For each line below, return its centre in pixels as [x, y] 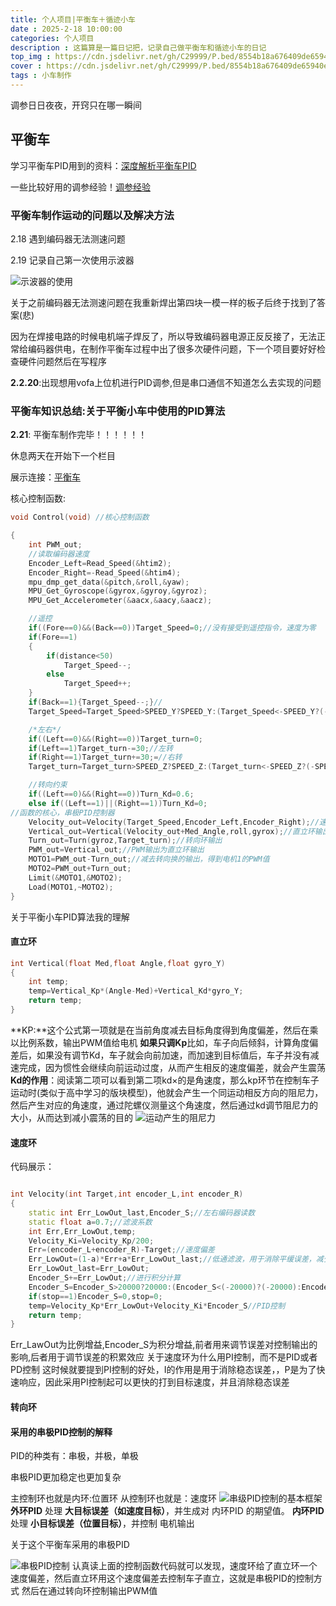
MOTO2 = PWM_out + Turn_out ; [80, 869]
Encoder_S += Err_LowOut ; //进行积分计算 [104, 1278]
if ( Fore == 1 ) [53, 637]
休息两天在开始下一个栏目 [63, 456]
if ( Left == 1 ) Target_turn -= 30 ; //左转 [101, 748]
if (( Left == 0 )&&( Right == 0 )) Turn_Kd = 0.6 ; [111, 794]
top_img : [31, 57]
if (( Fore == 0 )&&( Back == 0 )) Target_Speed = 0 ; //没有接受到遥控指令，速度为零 [172, 628]
